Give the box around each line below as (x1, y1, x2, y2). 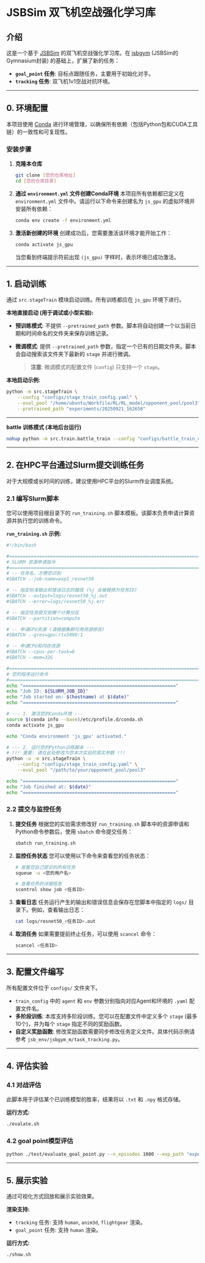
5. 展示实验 (6, 1175, 48, 1186)
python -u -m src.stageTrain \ (6, 756, 86, 762)
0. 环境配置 (6, 103, 48, 113)
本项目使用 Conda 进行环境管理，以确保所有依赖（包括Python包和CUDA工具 (6, 120, 198, 127)
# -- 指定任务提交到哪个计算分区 (6, 609, 79, 616)
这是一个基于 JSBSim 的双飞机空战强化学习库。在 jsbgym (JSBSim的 (6, 50, 179, 56)
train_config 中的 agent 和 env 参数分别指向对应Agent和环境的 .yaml (15, 997, 188, 1004)
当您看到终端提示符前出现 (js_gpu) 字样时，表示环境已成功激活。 (15, 253, 179, 260)
